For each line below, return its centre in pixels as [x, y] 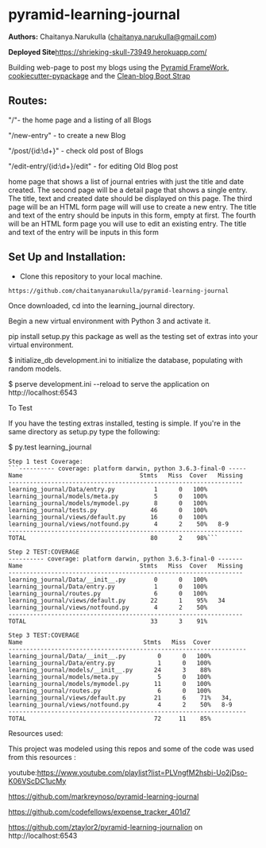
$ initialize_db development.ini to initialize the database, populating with [126, 360]
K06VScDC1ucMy [37, 781]
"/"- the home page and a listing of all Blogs [80, 120]
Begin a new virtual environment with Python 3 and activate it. [110, 321]
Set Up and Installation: [67, 257]
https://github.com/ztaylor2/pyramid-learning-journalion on [106, 827]
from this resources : [42, 757]
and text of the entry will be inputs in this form [83, 232]
